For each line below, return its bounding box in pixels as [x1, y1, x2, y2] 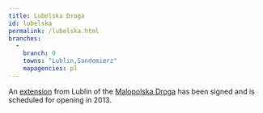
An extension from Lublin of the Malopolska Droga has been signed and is [8, 86, 255, 96]
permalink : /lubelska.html [8, 27, 100, 35]
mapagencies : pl [23, 65, 78, 73]
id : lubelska [8, 19, 53, 27]
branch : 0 [23, 49, 57, 57]
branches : [8, 34, 42, 43]
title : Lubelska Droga [8, 11, 85, 20]
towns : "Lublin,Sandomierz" [23, 57, 117, 65]
